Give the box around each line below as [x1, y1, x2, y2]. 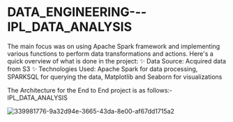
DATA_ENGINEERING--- [7, 4, 147, 20]
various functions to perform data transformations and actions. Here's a [7, 49, 214, 58]
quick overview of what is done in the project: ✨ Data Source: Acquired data [7, 56, 227, 65]
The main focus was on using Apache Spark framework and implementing [7, 42, 220, 50]
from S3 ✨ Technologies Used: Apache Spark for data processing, [7, 64, 198, 73]
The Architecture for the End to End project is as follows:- [7, 86, 173, 94]
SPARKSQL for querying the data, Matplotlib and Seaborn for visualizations [7, 73, 223, 81]
